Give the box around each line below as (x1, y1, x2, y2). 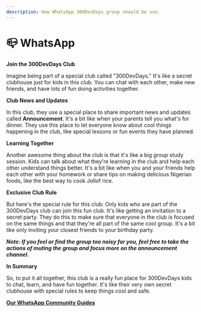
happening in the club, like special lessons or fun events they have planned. (6, 128, 195, 135)
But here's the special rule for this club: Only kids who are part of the (6, 201, 178, 208)
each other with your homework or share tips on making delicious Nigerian (6, 170, 192, 178)
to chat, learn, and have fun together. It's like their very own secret (6, 280, 172, 288)
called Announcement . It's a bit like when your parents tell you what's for (6, 115, 190, 122)
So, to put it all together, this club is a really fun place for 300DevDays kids (6, 274, 192, 282)
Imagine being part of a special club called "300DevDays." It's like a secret (6, 72, 192, 79)
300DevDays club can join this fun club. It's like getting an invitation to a (6, 207, 186, 214)
